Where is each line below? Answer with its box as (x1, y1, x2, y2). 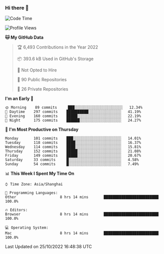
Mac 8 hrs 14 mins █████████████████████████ (5, 231, 159, 236)
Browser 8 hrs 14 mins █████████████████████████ (5, 212, 159, 217)
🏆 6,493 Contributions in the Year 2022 (17, 44, 98, 50)
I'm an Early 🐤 (5, 95, 34, 102)
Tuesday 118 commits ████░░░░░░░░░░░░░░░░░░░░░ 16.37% (5, 140, 141, 145)
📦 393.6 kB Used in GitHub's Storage (17, 56, 94, 62)
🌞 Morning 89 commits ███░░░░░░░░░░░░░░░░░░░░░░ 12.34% (5, 105, 143, 110)
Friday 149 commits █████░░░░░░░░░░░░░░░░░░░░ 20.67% (5, 153, 141, 158)
